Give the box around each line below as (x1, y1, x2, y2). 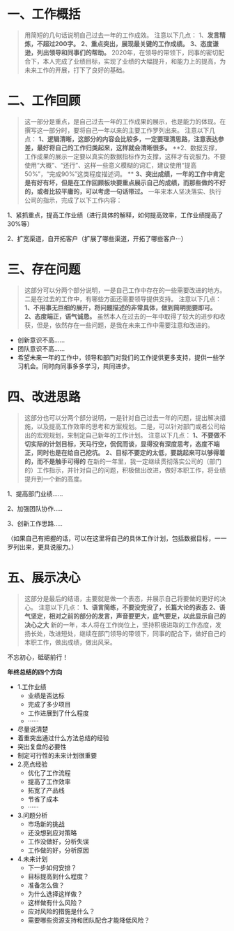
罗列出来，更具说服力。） (7, 542, 78, 551)
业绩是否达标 (27, 691, 65, 700)
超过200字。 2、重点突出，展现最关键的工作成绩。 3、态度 (42, 39, 213, 48)
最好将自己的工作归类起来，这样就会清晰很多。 (36, 143, 171, 152)
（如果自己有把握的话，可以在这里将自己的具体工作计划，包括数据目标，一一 (7, 534, 227, 542)
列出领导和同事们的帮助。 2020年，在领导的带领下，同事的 (36, 48, 207, 57)
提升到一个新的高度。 (24, 475, 86, 483)
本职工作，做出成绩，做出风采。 (24, 637, 116, 647)
